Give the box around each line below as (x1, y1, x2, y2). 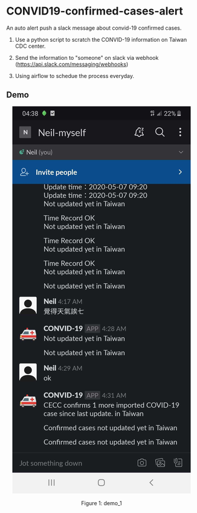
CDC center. (15, 42, 46, 50)
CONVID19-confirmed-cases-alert (6, 4, 183, 18)
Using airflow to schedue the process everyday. (15, 72, 135, 79)
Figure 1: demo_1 (81, 499, 122, 506)
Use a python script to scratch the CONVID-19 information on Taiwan (15, 36, 187, 43)
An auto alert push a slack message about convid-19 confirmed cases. (6, 24, 182, 31)
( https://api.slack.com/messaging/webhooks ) (15, 60, 129, 68)
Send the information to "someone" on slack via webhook (15, 54, 159, 61)
